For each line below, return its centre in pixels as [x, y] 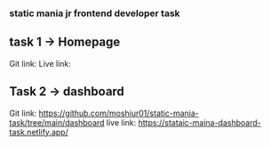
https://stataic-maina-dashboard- [200, 122]
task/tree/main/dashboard [57, 122]
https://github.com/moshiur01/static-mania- [119, 113]
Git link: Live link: [40, 63]
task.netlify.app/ [39, 132]
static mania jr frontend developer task [95, 13]
